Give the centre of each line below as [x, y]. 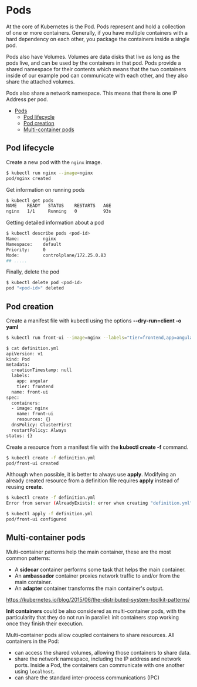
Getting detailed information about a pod [55, 223]
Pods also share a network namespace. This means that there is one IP [92, 93]
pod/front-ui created [33, 463]
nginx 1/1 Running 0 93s [59, 211]
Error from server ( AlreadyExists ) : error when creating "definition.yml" [99, 503]
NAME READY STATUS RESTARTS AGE [59, 206]
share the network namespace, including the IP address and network [98, 659]
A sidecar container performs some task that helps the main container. [100, 569]
